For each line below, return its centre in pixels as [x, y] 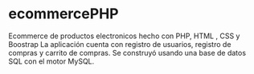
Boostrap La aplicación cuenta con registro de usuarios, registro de [120, 44]
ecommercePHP [63, 14]
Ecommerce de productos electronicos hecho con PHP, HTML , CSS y [124, 36]
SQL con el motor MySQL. [51, 61]
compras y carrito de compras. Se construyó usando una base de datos [127, 53]
